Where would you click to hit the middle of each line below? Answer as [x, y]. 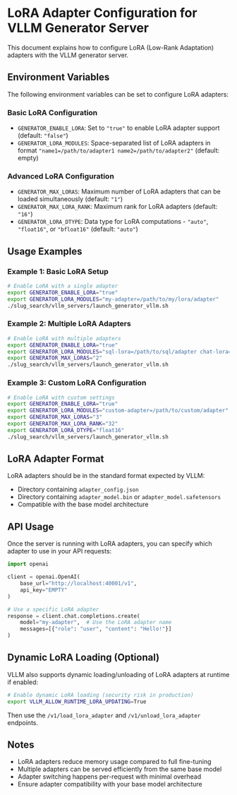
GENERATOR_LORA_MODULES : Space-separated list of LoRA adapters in [114, 143]
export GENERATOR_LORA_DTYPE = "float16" [66, 430]
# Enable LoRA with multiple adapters [64, 338]
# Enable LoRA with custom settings [61, 397]
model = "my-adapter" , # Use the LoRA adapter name [96, 623]
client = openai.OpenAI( [44, 577]
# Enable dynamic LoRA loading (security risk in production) [101, 695]
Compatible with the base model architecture [83, 504]
